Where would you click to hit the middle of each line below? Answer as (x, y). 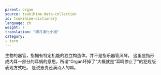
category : (15, 37)
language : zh (18, 23)
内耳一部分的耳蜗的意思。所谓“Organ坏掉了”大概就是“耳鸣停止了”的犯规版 (82, 61)
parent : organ (19, 9)
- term (12, 41)
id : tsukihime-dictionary (31, 18)
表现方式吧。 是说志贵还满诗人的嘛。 (42, 67)
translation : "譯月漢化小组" (32, 32)
